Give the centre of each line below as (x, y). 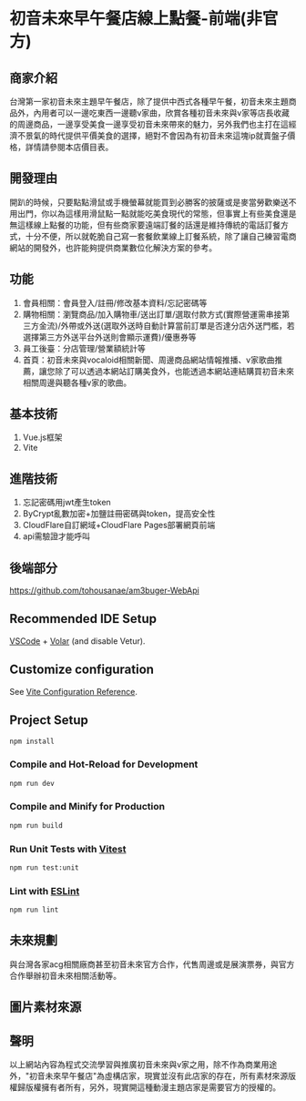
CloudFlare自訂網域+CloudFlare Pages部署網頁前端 (119, 525)
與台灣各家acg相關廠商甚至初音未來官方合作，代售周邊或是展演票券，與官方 (152, 964)
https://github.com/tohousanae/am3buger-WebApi (105, 591)
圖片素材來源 (46, 1007)
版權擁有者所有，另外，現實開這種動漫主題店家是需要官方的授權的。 (153, 1087)
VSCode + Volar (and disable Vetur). (77, 641)
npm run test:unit (44, 868)
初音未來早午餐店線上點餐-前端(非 (136, 19)
